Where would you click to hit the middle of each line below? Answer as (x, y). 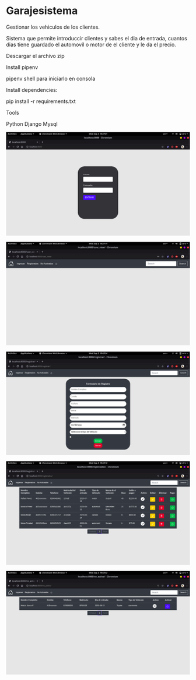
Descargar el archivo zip (36, 56)
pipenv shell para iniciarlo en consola (51, 78)
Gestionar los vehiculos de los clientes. (53, 27)
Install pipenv (22, 67)
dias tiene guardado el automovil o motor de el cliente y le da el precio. (91, 44)
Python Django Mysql (32, 123)
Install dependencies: (32, 90)
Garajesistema (42, 11)
